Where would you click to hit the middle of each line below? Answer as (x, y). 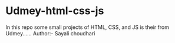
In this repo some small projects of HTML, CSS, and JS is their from (87, 27)
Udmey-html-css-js (55, 11)
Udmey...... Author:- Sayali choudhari (50, 33)
